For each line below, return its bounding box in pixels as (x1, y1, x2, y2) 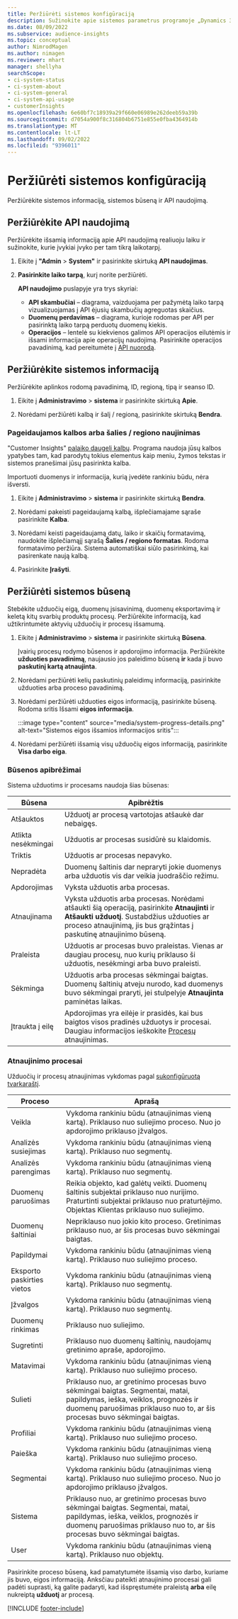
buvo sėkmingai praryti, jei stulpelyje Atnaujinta (64, 988, 225, 998)
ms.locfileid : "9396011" (7, 142, 81, 150)
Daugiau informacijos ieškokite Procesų (64, 1026, 196, 1036)
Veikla (11, 1117, 32, 1127)
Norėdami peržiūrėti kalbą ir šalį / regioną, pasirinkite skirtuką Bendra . (17, 410, 222, 418)
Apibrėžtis (127, 798, 164, 808)
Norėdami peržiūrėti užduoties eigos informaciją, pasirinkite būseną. (17, 697, 217, 705)
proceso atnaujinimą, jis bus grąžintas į (64, 921, 194, 931)
